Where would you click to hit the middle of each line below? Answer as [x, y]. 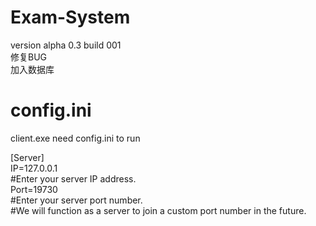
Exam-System [70, 17]
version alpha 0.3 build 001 [66, 45]
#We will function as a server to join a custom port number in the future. [158, 210]
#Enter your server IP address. [73, 178]
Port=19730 [34, 189]
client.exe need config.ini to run [75, 138]
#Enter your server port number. [76, 200]
